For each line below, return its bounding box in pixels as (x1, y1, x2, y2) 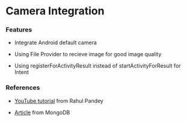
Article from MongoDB (14, 109, 70, 116)
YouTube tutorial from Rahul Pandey (14, 97, 103, 104)
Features (5, 26, 32, 34)
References (5, 84, 40, 92)
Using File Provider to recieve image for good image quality (14, 51, 162, 58)
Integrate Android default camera (14, 39, 97, 46)
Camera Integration (5, 4, 105, 18)
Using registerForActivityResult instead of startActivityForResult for (14, 62, 181, 69)
